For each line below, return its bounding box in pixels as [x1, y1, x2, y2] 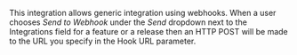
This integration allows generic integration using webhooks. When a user [9, 8, 277, 18]
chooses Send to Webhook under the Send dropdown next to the [9, 17, 247, 27]
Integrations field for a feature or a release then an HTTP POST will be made [9, 27, 288, 36]
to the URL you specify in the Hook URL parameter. [9, 35, 197, 46]
